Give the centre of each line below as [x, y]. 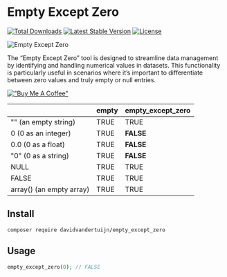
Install [21, 214]
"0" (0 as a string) [40, 155]
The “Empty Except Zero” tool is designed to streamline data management [113, 58]
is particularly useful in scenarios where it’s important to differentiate [105, 73]
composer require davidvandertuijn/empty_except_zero [87, 230]
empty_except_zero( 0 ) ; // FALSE [54, 267]
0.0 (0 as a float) [38, 144]
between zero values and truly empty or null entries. [82, 79]
